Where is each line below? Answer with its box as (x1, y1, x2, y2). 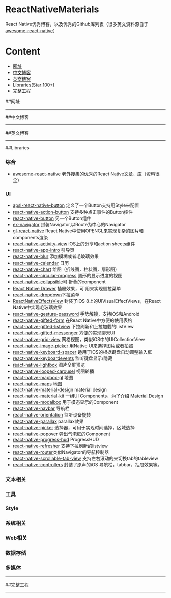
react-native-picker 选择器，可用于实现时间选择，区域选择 (12, 425, 135, 431)
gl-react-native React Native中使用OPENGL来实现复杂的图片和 (12, 228, 144, 234)
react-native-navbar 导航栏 (12, 405, 70, 411)
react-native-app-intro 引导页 (12, 247, 75, 253)
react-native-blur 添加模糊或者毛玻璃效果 (12, 253, 99, 259)
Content (5, 46, 41, 57)
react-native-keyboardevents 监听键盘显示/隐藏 (12, 355, 113, 361)
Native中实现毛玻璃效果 (12, 304, 62, 310)
